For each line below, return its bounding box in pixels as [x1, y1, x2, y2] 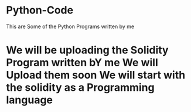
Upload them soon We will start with [6, 69, 186, 82]
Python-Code [6, 4, 74, 17]
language [6, 93, 53, 107]
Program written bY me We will [6, 56, 158, 69]
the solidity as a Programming [6, 81, 155, 94]
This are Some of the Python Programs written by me [6, 23, 135, 30]
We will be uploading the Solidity [6, 43, 169, 57]
